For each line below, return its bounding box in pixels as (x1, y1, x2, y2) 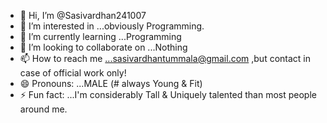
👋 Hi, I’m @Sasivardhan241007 (19, 10, 147, 21)
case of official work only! (19, 67, 127, 79)
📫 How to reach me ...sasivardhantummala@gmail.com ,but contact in (19, 53, 312, 64)
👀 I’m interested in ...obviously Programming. (19, 20, 205, 32)
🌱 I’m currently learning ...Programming (19, 31, 182, 42)
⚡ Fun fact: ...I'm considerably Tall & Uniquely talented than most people (19, 89, 317, 100)
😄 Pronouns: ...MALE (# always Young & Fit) (19, 78, 203, 89)
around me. (19, 103, 68, 115)
